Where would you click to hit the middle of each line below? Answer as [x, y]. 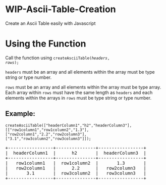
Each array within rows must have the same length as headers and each [79, 92]
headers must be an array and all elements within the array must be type [80, 72]
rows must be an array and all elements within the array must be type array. [83, 87]
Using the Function [46, 44]
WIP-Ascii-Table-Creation [61, 9]
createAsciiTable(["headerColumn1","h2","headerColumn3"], [69, 125]
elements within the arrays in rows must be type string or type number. [78, 98]
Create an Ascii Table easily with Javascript [50, 23]
